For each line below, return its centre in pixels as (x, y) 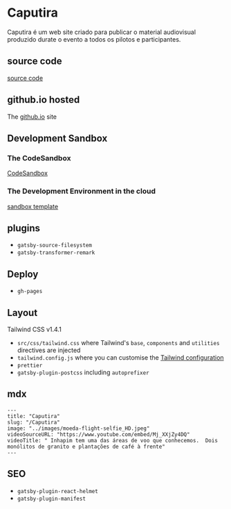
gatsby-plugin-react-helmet (57, 491)
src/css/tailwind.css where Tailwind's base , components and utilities (118, 342)
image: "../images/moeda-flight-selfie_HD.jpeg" (78, 428)
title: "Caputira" (34, 416)
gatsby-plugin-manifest (52, 499)
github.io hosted (44, 100)
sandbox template (33, 206)
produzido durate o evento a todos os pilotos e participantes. (94, 39)
